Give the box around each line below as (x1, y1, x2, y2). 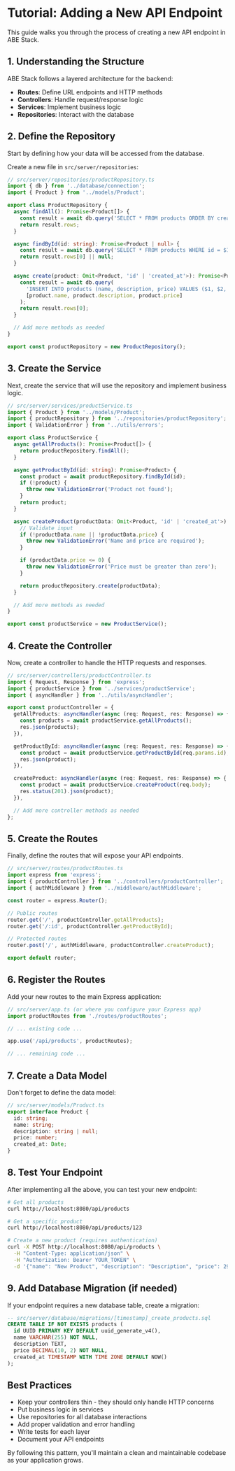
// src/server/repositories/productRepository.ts (7, 176, 155, 183)
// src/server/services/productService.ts (7, 402, 133, 409)
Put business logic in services (17, 1405, 104, 1414)
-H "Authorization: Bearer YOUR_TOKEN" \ (13, 1256, 136, 1263)
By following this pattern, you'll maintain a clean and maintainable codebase (7, 1449, 227, 1457)
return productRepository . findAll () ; (20, 447, 130, 454)
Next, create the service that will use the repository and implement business (7, 381, 227, 390)
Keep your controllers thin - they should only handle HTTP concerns (17, 1398, 215, 1407)
